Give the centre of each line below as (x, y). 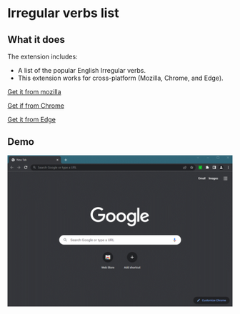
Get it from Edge (31, 120)
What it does (36, 40)
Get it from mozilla (35, 92)
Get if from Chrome (36, 106)
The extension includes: (42, 56)
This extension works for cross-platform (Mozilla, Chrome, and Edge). (120, 78)
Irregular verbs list (63, 13)
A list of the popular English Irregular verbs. (82, 70)
